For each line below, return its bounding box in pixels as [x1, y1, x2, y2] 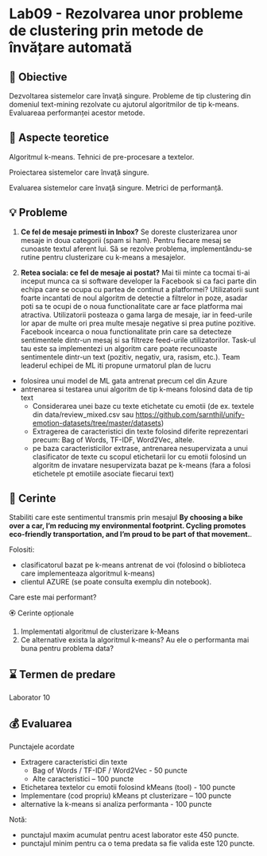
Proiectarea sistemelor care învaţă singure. [9, 168, 149, 177]
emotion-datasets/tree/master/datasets [32, 418, 162, 427]
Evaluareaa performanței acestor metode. [9, 108, 145, 118]
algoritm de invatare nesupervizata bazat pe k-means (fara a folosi [32, 460, 251, 469]
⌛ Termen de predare [9, 668, 116, 681]
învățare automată [9, 39, 133, 56]
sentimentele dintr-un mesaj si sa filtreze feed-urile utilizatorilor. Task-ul [20, 335, 257, 345]
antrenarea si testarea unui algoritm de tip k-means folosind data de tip [20, 384, 253, 394]
